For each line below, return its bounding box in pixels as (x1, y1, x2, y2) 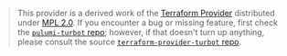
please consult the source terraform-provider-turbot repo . (16, 36, 242, 47)
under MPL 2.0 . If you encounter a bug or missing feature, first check (16, 17, 278, 28)
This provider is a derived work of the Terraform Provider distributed (16, 8, 275, 18)
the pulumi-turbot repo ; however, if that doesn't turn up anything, (16, 27, 265, 37)
